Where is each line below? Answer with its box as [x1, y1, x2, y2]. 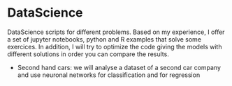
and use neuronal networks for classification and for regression [17, 71, 201, 79]
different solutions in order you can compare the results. [7, 50, 169, 58]
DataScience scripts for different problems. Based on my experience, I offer [7, 28, 225, 36]
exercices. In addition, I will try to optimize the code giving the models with [7, 42, 222, 51]
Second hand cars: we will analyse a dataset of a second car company [17, 63, 222, 71]
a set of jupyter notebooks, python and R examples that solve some [7, 35, 201, 43]
